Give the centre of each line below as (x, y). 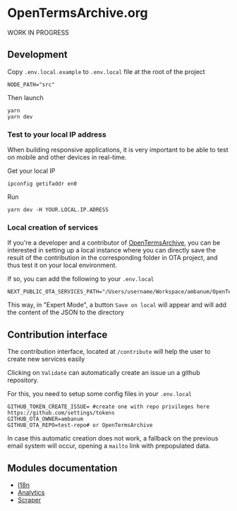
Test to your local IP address (57, 134)
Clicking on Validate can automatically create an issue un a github (104, 373)
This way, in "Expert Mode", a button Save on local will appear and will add (117, 305)
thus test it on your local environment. (62, 265)
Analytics (31, 492)
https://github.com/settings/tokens (61, 413)
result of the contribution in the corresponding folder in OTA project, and (113, 258)
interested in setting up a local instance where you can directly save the (112, 250)
